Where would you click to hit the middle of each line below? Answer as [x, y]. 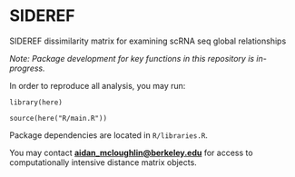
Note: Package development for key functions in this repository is [132, 58]
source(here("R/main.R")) [58, 118]
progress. [27, 68]
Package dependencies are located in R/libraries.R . [109, 135]
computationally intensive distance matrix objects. [103, 162]
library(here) [36, 102]
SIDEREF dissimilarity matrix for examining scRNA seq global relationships [148, 41]
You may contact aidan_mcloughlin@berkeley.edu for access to [131, 152]
